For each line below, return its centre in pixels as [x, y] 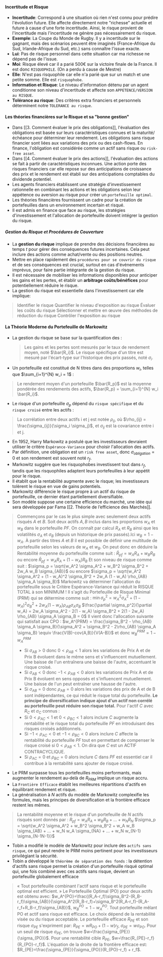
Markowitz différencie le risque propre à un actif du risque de [73, 491]
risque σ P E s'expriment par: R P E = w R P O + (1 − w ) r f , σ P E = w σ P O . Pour [87, 926]
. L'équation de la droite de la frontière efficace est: [96, 944]
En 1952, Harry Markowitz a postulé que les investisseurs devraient [79, 441]
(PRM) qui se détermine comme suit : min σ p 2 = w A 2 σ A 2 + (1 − [79, 598]
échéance [22, 138]
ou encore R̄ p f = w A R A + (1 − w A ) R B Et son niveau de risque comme [84, 560]
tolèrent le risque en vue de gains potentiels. [57, 486]
